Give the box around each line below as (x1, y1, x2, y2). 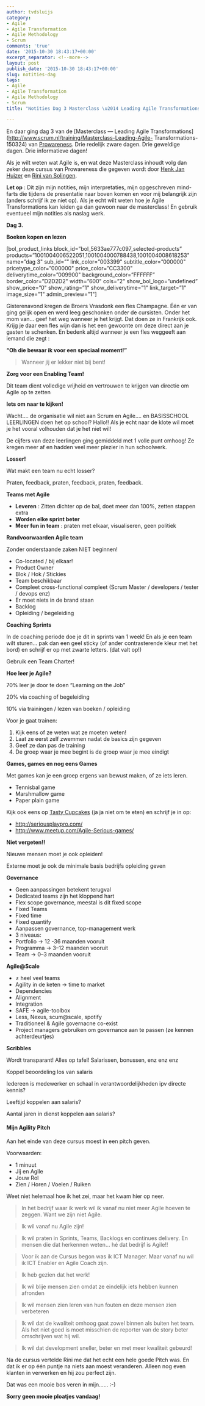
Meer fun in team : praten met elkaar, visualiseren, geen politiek (15, 522, 177, 529)
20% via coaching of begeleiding (6, 693, 90, 701)
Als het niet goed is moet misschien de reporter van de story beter (21, 1325, 189, 1333)
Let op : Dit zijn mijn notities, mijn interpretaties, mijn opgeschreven (6, 184, 176, 191)
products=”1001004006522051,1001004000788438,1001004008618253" (6, 251, 190, 259)
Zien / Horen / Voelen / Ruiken (15, 1180, 92, 1188)
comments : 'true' (6, 43, 51, 49)
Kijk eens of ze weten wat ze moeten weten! (15, 729, 127, 736)
